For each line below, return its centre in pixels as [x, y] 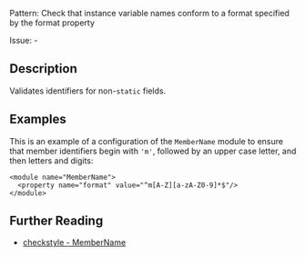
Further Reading [56, 221]
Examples [38, 119]
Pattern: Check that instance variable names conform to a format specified [149, 13]
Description [43, 69]
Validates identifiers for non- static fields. [88, 91]
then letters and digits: [51, 160]
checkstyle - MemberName [74, 242]
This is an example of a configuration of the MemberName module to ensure [147, 141]
